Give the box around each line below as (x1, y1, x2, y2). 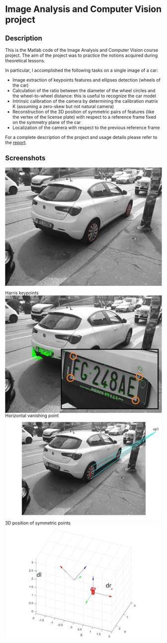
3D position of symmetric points (5, 520, 71, 526)
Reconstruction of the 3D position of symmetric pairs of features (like (12, 109, 155, 115)
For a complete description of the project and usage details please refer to (5, 134, 158, 140)
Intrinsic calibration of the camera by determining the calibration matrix (12, 98, 158, 104)
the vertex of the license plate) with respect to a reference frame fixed (12, 114, 157, 120)
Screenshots (5, 154, 46, 162)
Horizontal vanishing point (5, 412, 59, 419)
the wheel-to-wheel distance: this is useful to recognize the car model (12, 93, 157, 99)
